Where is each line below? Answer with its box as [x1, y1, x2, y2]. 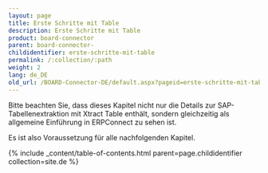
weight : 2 [8, 64, 41, 72]
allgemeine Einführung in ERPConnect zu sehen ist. [8, 117, 177, 127]
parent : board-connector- [8, 41, 94, 49]
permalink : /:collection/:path [8, 57, 112, 65]
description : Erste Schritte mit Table [8, 26, 141, 34]
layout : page [8, 11, 52, 20]
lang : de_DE [8, 71, 48, 79]
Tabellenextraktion [8, 108, 69, 118]
